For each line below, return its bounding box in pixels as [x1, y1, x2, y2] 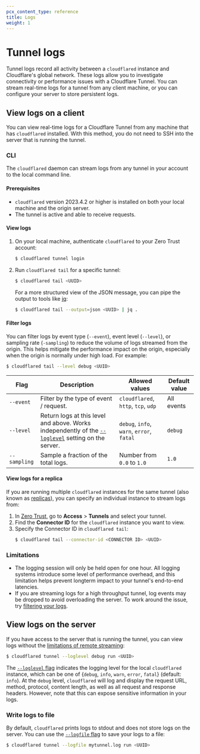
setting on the [66, 434, 105, 442]
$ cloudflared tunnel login [14, 255, 85, 261]
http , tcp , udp [118, 401, 157, 410]
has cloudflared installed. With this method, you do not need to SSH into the [6, 130, 193, 137]
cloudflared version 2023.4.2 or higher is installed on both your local [14, 198, 185, 205]
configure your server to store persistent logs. [6, 91, 119, 98]
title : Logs [6, 14, 36, 20]
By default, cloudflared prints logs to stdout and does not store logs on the [6, 724, 190, 731]
